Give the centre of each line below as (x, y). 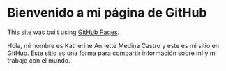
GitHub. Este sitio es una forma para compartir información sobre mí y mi (112, 53)
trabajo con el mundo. (39, 60)
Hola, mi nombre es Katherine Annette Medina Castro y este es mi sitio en (113, 45)
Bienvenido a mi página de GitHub (107, 13)
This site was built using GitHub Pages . (63, 32)
